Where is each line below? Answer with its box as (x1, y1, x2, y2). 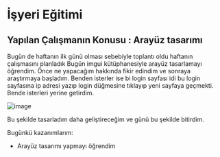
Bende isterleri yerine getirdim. (7, 89, 95, 97)
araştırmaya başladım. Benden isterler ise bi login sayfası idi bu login (7, 74, 201, 82)
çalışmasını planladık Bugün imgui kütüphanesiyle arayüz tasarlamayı (7, 60, 202, 68)
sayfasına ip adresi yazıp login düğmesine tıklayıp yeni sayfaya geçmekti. (7, 82, 214, 89)
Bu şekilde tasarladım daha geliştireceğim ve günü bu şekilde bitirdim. (7, 115, 204, 123)
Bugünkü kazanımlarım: (7, 129, 73, 136)
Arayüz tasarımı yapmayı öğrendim (16, 142, 116, 150)
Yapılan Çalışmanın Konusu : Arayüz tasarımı (7, 34, 204, 46)
